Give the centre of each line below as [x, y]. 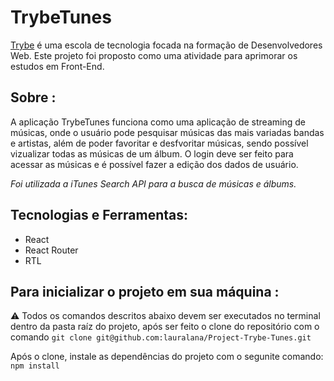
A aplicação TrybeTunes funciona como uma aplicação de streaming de [158, 122]
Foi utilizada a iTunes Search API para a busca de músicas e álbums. [153, 183]
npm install [35, 366]
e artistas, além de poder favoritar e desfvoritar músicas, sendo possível [159, 143]
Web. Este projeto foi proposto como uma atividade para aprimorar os [154, 55]
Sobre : [33, 97]
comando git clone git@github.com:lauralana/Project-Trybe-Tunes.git [161, 337]
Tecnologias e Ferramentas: [99, 215]
